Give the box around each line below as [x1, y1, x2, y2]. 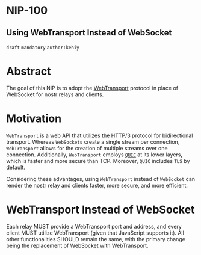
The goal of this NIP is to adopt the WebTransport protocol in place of [6, 84, 179, 91]
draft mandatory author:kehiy [6, 45, 80, 51]
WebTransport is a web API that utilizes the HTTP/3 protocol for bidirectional [6, 132, 193, 139]
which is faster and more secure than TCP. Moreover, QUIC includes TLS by [6, 157, 190, 164]
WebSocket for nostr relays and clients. [6, 91, 104, 98]
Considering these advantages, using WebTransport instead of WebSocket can [6, 175, 196, 182]
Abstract [6, 64, 51, 78]
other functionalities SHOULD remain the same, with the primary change [6, 235, 185, 242]
